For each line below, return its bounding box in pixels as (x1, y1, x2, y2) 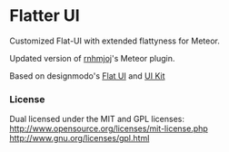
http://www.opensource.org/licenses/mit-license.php (9, 123, 209, 134)
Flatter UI (9, 5, 80, 26)
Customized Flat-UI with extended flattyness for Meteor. (9, 35, 220, 46)
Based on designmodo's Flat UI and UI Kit (9, 70, 165, 81)
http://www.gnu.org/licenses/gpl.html (9, 133, 150, 144)
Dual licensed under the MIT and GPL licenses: (9, 114, 184, 125)
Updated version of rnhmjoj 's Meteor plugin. (9, 52, 175, 63)
